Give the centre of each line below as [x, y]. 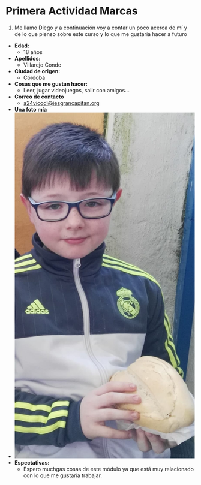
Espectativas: [32, 462]
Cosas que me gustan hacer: [51, 84]
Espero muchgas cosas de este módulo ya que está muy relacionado [109, 469]
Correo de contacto [39, 97]
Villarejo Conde [42, 65]
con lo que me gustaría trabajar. [63, 475]
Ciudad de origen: [37, 71]
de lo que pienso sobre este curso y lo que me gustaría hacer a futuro [100, 34]
